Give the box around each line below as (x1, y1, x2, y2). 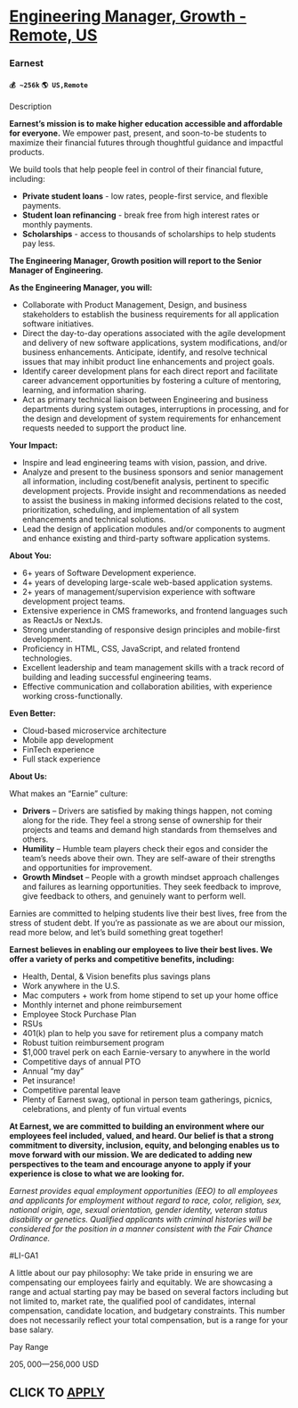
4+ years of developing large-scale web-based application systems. (21, 577, 273, 588)
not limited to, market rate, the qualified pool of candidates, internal (9, 1296, 256, 1307)
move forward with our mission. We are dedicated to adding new (9, 1149, 253, 1160)
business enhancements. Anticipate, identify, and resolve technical (21, 347, 269, 358)
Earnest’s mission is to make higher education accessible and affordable (9, 119, 283, 129)
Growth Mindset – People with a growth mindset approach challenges (21, 872, 280, 883)
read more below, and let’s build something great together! (9, 927, 224, 938)
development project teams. (21, 596, 125, 607)
